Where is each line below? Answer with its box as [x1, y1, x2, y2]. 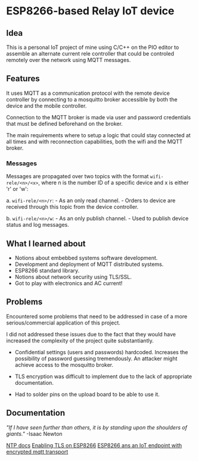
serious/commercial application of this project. [6, 319, 120, 326]
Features [6, 73, 40, 84]
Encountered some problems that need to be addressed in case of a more [6, 313, 188, 320]
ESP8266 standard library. [14, 267, 80, 274]
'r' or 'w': [6, 185, 29, 193]
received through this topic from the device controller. [6, 203, 139, 211]
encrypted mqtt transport [6, 448, 69, 455]
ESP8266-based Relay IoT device [6, 4, 175, 18]
